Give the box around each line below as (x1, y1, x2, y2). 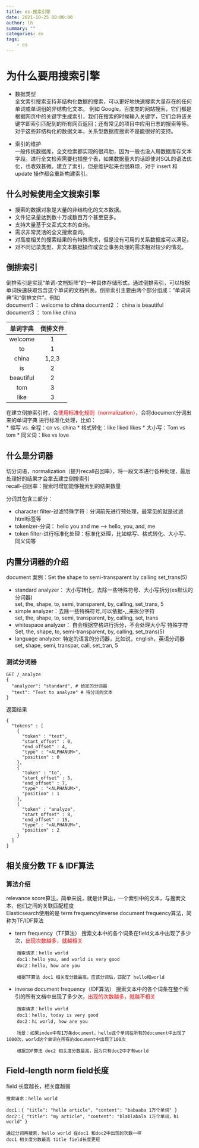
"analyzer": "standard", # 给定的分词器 (11, 683, 108, 689)
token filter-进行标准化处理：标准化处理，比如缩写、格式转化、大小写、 (14, 530, 189, 537)
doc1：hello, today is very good (17, 1012, 99, 1019)
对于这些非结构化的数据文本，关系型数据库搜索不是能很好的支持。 (14, 127, 176, 135)
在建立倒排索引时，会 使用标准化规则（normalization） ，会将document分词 (6, 409, 187, 416)
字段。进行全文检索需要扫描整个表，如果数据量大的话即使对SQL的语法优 (14, 155, 192, 162)
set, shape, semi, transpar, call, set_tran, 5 (14, 642, 119, 649)
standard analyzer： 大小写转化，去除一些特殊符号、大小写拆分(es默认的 (14, 586, 193, 593)
